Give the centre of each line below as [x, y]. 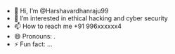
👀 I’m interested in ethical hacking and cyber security [91, 18]
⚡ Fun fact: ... [33, 44]
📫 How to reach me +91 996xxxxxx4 [67, 26]
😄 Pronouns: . [35, 36]
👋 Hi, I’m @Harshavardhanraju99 [61, 11]
